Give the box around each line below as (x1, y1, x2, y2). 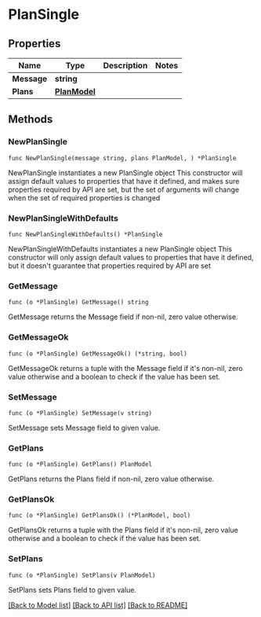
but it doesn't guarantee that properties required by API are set (8, 261, 212, 270)
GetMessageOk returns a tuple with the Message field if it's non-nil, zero (8, 363, 243, 373)
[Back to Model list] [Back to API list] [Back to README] (8, 600, 188, 610)
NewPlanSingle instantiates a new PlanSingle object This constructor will (8, 167, 243, 178)
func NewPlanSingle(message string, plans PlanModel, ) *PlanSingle (8, 154, 237, 162)
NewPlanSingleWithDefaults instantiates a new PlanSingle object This (8, 244, 233, 253)
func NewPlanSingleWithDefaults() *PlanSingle (8, 230, 163, 238)
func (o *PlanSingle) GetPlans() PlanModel (8, 461, 153, 468)
